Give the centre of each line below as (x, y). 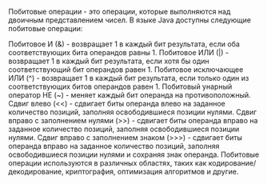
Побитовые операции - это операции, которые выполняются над (120, 12)
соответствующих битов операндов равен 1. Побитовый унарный (120, 86)
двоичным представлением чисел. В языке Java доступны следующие (130, 20)
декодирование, (36, 172)
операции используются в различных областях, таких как (108, 163)
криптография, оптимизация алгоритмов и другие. (152, 172)
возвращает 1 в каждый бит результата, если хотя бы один (109, 61)
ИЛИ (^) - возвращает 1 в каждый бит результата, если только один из (129, 78)
